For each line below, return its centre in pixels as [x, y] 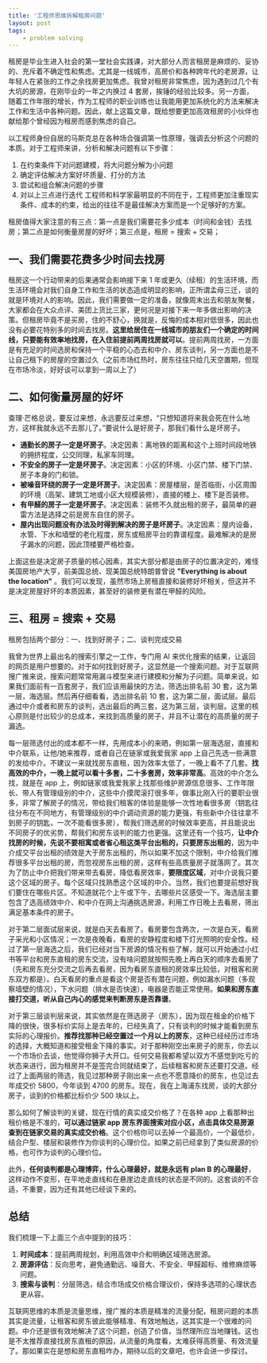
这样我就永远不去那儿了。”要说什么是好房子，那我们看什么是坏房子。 [133, 428]
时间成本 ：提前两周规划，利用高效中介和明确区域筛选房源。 [117, 1254]
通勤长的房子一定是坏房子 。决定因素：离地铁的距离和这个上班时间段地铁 [138, 445]
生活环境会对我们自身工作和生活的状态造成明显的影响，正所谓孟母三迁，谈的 [133, 290]
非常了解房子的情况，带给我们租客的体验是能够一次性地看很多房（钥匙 [137, 802]
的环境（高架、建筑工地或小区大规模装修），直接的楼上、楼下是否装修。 [136, 494]
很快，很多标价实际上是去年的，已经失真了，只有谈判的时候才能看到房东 [140, 1025]
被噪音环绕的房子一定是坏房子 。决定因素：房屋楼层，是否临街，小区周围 [138, 484]
